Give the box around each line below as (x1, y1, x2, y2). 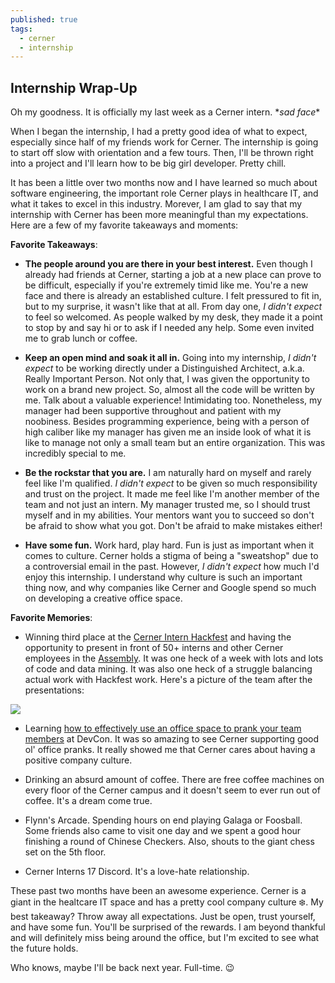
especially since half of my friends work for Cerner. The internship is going (10, 136, 319, 148)
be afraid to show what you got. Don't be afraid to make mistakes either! (24, 520, 323, 532)
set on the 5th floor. (24, 846, 107, 858)
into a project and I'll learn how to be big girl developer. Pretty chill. (10, 157, 287, 170)
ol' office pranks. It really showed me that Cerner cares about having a (24, 744, 316, 756)
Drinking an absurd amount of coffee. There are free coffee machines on (24, 774, 325, 786)
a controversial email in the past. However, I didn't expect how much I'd (24, 561, 320, 573)
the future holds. (10, 942, 79, 955)
